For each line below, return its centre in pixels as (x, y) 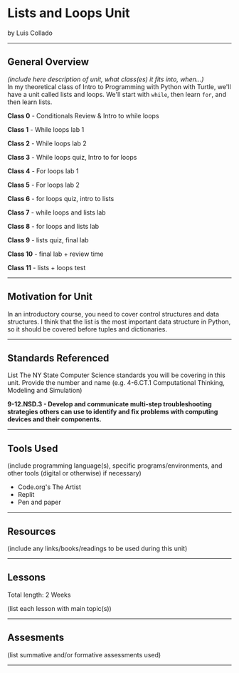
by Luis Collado (30, 33)
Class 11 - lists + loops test (47, 267)
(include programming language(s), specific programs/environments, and (115, 466)
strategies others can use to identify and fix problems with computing (113, 412)
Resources (32, 531)
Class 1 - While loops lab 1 (46, 129)
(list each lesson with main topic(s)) (59, 608)
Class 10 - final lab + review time (55, 254)
